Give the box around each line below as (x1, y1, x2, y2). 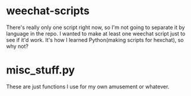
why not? (6, 43, 28, 50)
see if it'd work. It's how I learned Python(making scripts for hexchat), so (6, 36, 184, 43)
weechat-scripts (6, 4, 90, 18)
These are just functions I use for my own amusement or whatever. (6, 83, 170, 90)
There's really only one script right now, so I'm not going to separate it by (6, 24, 185, 31)
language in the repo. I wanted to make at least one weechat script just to (6, 30, 186, 37)
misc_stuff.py (6, 63, 75, 77)
